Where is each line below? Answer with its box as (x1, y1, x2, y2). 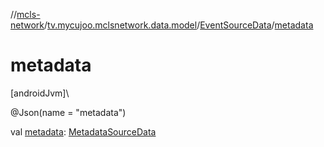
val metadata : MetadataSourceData (10, 125, 157, 138)
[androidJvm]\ (10, 87, 70, 99)
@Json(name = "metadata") (10, 106, 127, 118)
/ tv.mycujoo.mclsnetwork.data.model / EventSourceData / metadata (44, 19, 314, 31)
